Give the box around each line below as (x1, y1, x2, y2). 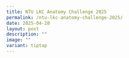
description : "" (6, 31, 47, 37)
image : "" (6, 37, 31, 43)
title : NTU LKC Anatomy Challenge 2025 (6, 8, 107, 15)
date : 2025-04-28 (6, 20, 50, 26)
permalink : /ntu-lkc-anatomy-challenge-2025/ (6, 14, 123, 21)
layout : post (6, 25, 39, 32)
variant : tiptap (6, 43, 47, 49)
